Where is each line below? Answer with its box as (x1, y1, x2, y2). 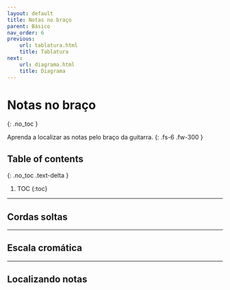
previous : (7, 36, 36, 43)
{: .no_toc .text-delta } (7, 171, 69, 179)
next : (7, 55, 23, 62)
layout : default (7, 10, 53, 17)
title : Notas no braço (7, 16, 72, 23)
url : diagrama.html (19, 61, 75, 68)
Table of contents (7, 153, 84, 165)
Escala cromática (7, 242, 82, 254)
